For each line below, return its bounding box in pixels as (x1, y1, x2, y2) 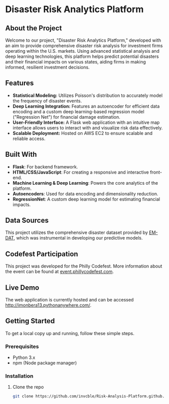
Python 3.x (12, 354, 35, 361)
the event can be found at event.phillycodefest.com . (5, 268, 114, 275)
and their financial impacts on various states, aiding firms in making (5, 59, 146, 64)
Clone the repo (12, 384, 44, 390)
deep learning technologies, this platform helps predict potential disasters (5, 53, 159, 59)
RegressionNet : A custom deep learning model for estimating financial (12, 196, 160, 202)
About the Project (5, 24, 62, 32)
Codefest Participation (5, 250, 78, 258)
